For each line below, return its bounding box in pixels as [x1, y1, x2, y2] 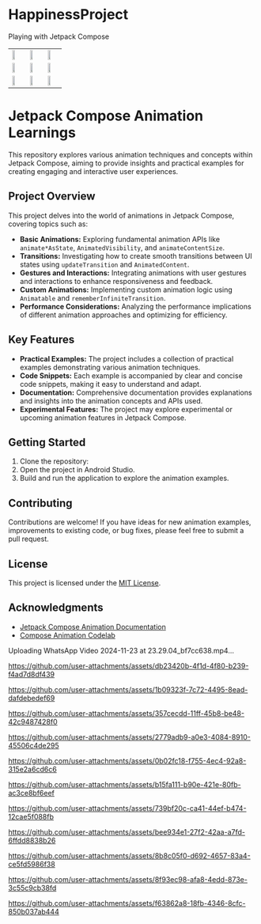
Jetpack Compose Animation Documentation [19, 622, 166, 631]
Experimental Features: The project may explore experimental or [19, 404, 233, 414]
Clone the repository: [19, 456, 89, 466]
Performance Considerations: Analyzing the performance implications [19, 301, 252, 311]
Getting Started [8, 435, 86, 449]
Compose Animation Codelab [19, 631, 116, 640]
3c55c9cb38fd [8, 883, 57, 892]
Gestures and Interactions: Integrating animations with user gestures [19, 267, 247, 278]
